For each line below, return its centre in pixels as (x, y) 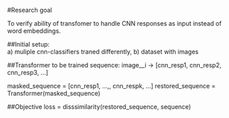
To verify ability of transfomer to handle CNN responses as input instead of (114, 23)
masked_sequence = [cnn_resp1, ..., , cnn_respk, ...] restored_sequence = (112, 86)
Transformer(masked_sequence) (54, 93)
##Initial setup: (28, 44)
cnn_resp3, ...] (28, 73)
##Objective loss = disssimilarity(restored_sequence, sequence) (99, 107)
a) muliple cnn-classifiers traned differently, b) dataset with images (103, 52)
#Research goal (30, 10)
